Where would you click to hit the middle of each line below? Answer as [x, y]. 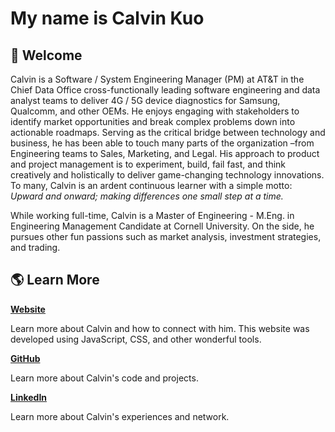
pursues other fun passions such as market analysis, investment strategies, [166, 236]
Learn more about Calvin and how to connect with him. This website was [160, 328]
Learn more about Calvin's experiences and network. [120, 416]
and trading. [35, 247]
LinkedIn [29, 397]
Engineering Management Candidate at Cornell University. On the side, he [162, 226]
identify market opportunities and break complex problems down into [153, 121]
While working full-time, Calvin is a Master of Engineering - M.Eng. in [152, 215]
